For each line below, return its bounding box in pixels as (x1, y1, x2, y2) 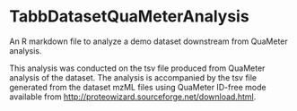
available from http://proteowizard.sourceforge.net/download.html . (9, 91, 257, 102)
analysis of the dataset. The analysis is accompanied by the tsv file (9, 72, 258, 82)
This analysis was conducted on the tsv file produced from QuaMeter (9, 63, 266, 73)
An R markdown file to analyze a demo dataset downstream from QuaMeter (9, 36, 289, 47)
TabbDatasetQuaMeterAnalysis (9, 6, 249, 27)
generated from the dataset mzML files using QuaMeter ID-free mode (9, 81, 266, 92)
